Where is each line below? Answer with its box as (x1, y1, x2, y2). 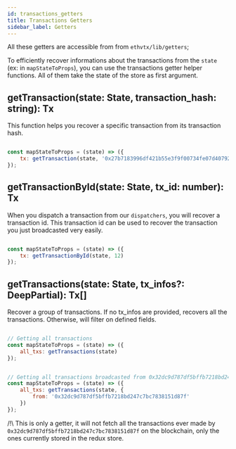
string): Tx (7, 103, 54, 115)
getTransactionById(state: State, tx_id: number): (7, 181, 224, 194)
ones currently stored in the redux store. (7, 434, 124, 442)
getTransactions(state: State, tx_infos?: (7, 278, 185, 290)
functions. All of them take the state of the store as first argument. (7, 71, 199, 80)
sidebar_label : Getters (7, 23, 77, 30)
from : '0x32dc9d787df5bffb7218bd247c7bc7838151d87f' (32, 393, 190, 400)
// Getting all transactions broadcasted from (7, 374, 146, 381)
